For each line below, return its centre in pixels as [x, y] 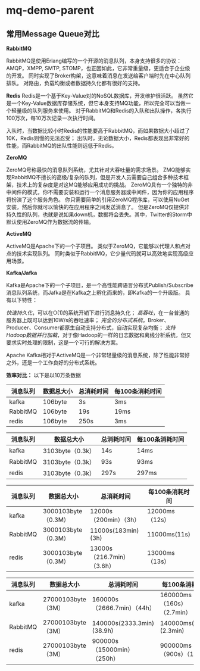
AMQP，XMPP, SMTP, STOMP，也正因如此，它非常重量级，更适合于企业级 [98, 68]
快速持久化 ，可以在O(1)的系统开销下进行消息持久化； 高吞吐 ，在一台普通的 [98, 313]
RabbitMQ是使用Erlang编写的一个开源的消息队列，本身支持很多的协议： [94, 61]
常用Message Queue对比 [53, 34]
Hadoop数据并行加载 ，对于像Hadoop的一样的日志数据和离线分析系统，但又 [99, 335]
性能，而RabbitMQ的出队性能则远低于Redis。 [62, 146]
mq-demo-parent [50, 10]
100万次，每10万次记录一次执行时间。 [52, 118]
